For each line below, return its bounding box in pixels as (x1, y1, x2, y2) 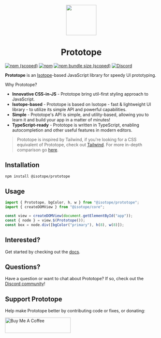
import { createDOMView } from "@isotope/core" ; (5, 204, 105, 210)
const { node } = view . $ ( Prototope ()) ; (5, 218, 86, 223)
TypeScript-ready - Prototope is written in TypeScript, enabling (12, 122, 139, 128)
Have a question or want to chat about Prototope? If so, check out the (5, 276, 144, 282)
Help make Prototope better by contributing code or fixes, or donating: (5, 308, 146, 314)
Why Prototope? (5, 82, 37, 87)
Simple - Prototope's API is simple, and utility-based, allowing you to (12, 112, 149, 118)
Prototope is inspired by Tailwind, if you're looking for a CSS (16, 136, 137, 142)
